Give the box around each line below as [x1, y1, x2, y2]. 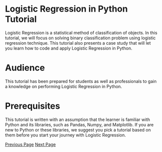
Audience [5, 62, 45, 73]
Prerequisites [5, 101, 61, 112]
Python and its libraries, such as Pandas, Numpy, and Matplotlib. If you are [5, 121, 154, 127]
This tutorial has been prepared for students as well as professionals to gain [5, 78, 157, 84]
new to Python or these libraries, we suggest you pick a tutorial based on [5, 127, 151, 133]
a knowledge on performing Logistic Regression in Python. [5, 84, 122, 89]
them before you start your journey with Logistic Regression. [5, 132, 126, 138]
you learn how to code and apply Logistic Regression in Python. [5, 45, 132, 51]
